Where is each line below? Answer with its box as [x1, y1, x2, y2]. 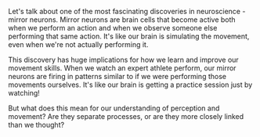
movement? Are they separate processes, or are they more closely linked [8, 112, 244, 121]
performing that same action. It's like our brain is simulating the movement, [8, 31, 250, 41]
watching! [8, 88, 41, 97]
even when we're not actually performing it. [8, 40, 149, 49]
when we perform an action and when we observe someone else [8, 23, 218, 32]
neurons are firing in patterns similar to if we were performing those [8, 72, 227, 81]
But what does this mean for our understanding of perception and [8, 103, 220, 113]
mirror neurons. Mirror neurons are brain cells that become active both [8, 15, 237, 24]
